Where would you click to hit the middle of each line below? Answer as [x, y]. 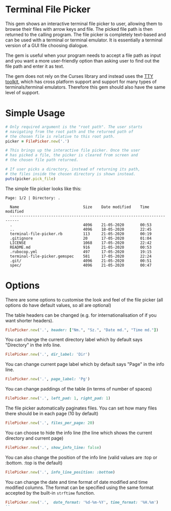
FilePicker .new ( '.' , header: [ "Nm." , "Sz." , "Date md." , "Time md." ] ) [82, 330]
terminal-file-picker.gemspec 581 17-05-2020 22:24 [81, 256]
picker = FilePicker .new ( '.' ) [38, 141]
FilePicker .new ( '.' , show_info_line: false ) [53, 447]
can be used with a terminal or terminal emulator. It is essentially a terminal [84, 40]
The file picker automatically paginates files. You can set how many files [81, 408]
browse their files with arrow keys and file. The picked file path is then [79, 29]
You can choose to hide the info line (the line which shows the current [79, 433]
